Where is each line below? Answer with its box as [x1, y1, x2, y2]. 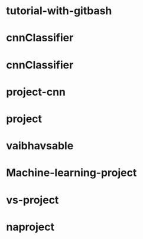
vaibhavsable [6, 139, 74, 153]
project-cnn [6, 85, 66, 99]
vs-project [6, 193, 59, 207]
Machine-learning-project [6, 166, 137, 179]
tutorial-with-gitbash [6, 4, 112, 18]
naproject [6, 220, 55, 234]
